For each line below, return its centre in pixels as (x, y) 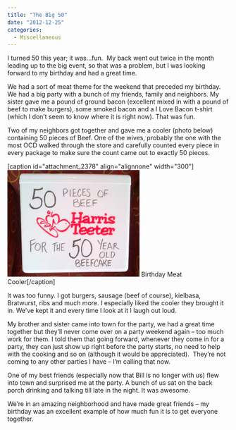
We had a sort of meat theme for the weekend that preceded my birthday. (114, 87)
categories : (25, 30)
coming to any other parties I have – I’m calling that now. (89, 362)
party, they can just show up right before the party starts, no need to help (114, 347)
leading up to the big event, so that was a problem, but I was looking (106, 66)
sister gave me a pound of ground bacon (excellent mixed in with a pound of (118, 102)
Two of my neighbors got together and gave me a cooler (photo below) (110, 130)
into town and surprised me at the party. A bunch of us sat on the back (110, 383)
